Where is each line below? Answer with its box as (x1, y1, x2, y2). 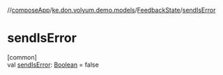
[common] (7, 53, 37, 61)
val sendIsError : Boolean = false (7, 60, 99, 69)
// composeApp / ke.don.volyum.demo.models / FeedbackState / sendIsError (7, 6, 216, 14)
